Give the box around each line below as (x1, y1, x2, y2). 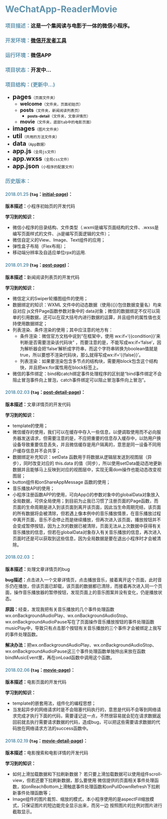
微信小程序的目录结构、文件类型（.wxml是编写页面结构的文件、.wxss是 (12, 225, 159, 231)
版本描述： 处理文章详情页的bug (5, 566, 70, 572)
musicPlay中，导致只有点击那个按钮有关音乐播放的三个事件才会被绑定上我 (5, 625, 158, 631)
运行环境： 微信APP (5, 52, 51, 59)
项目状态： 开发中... (5, 66, 51, 73)
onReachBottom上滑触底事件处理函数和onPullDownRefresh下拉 (25, 783, 156, 790)
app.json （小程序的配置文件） (12, 162, 76, 170)
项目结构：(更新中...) (5, 81, 55, 88)
